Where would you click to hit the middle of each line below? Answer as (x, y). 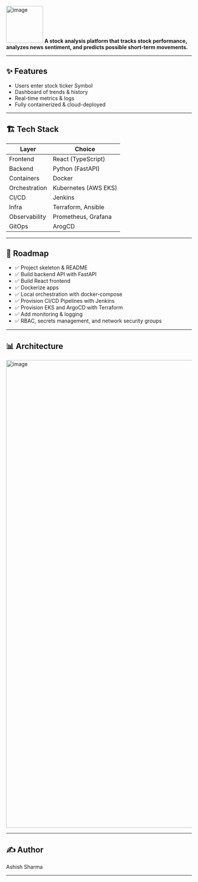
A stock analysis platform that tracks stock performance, (115, 41)
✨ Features (27, 71)
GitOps (19, 226)
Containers (24, 178)
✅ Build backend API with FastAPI (56, 274)
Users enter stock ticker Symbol (54, 85)
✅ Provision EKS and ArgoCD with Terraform (69, 308)
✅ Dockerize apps (37, 287)
